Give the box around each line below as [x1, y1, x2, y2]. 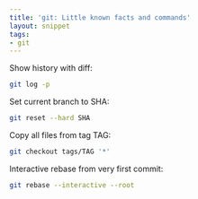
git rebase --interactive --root [9, 180, 135, 189]
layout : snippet [9, 22, 70, 30]
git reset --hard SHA [9, 114, 91, 123]
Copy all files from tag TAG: [9, 130, 112, 140]
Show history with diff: [9, 63, 93, 74]
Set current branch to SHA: [9, 96, 110, 108]
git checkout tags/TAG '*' [9, 147, 111, 156]
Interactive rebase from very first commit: [9, 163, 164, 174]
